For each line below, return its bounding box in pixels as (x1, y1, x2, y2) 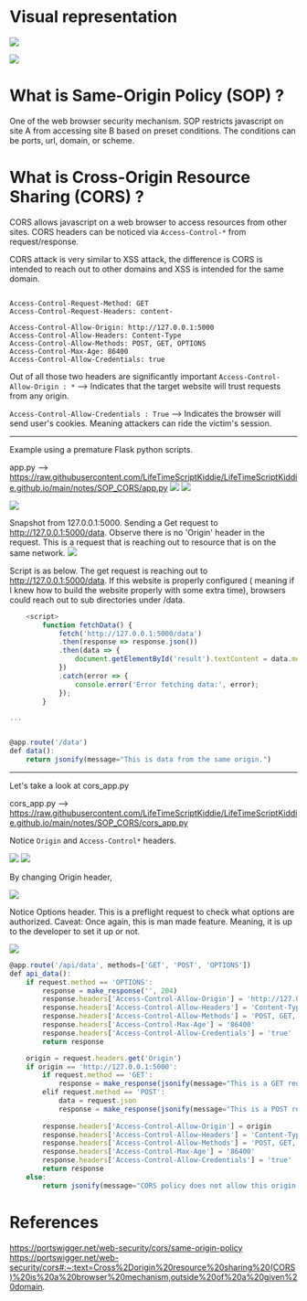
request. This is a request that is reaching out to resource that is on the (9, 537, 277, 548)
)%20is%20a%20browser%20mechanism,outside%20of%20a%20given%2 (9, 1271, 298, 1282)
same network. (9, 547, 66, 559)
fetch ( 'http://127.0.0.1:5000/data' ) (58, 629, 203, 638)
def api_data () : (9, 969, 71, 978)
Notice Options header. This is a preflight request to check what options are (9, 906, 295, 917)
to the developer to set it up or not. (9, 925, 141, 936)
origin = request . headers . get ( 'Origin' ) (26, 1053, 182, 1062)
